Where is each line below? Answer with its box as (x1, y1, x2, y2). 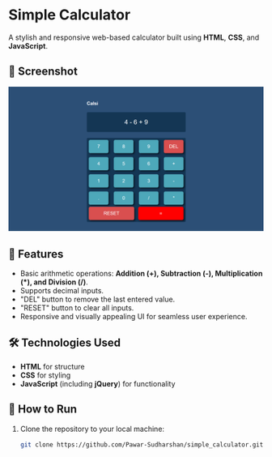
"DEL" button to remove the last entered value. (19, 294, 176, 305)
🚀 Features (8, 247, 64, 261)
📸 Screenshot (8, 65, 79, 79)
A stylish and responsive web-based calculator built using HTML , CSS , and (8, 32, 260, 42)
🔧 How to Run (8, 403, 78, 416)
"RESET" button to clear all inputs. (19, 303, 134, 313)
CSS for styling (19, 370, 71, 380)
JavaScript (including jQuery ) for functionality (19, 378, 176, 388)
